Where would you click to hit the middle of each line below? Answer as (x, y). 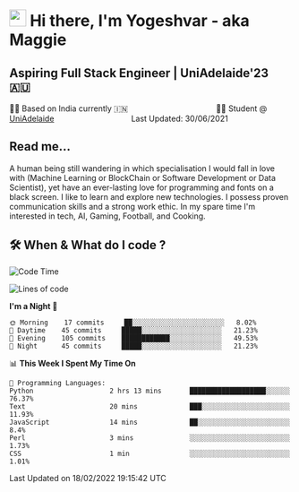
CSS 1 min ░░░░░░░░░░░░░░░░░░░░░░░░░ (150, 453)
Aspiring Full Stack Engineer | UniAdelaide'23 (139, 73)
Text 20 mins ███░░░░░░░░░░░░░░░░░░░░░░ (150, 406)
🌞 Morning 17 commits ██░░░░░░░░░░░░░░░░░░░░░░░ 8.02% (133, 323)
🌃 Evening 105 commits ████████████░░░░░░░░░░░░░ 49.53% (133, 338)
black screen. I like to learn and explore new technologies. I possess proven (149, 196)
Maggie (38, 40)
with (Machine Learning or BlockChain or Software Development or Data (142, 177)
